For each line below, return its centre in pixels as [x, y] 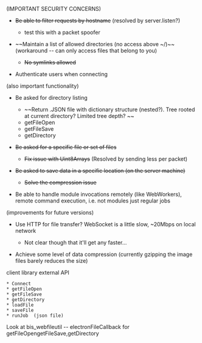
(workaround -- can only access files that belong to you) [86, 50]
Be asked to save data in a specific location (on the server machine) [100, 171]
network [26, 231]
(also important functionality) [43, 86]
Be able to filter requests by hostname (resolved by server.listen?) [98, 20]
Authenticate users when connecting [61, 74]
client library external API [38, 272]
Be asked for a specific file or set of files [66, 147]
